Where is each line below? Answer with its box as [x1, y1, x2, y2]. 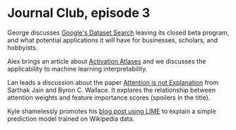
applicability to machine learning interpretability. [7, 64, 148, 73]
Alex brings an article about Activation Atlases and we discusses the [7, 57, 206, 65]
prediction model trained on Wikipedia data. [7, 114, 135, 123]
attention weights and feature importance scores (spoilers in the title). [7, 93, 211, 102]
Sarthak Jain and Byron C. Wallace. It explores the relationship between [7, 85, 216, 94]
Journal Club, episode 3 [7, 5, 151, 21]
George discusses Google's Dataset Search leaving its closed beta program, [7, 28, 230, 37]
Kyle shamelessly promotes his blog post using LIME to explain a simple [7, 107, 217, 115]
